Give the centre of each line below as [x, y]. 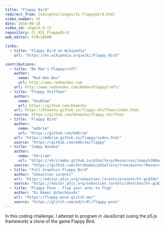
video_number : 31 [23, 19]
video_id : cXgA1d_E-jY [28, 28]
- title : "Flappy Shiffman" [38, 92]
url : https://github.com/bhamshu [52, 106]
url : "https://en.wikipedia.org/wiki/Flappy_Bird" [67, 55]
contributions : [21, 64]
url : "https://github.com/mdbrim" [54, 133]
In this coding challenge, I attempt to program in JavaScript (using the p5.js [81, 216]
